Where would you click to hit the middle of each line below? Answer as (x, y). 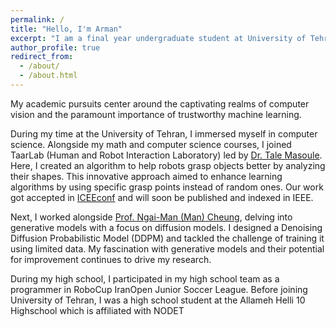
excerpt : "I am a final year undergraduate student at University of (158, 38)
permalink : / (37, 19)
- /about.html (48, 76)
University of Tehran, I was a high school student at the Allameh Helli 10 (158, 300)
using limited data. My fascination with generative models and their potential (167, 248)
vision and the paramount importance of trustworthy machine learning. (156, 114)
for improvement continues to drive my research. (111, 259)
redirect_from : (42, 57)
